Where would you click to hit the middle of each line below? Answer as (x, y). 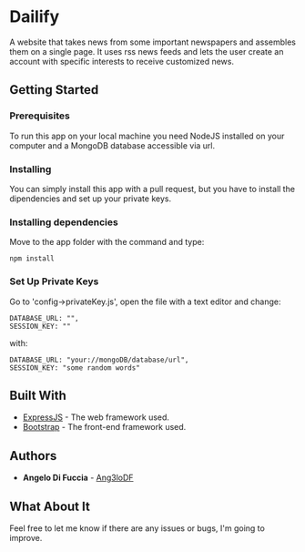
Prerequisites (40, 116)
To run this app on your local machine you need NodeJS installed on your (147, 136)
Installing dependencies (64, 222)
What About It (50, 506)
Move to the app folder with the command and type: (107, 242)
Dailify (35, 17)
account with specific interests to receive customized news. (122, 61)
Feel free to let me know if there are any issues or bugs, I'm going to (137, 528)
